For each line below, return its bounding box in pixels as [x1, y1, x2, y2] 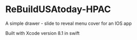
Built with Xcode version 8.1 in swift [5, 30, 80, 36]
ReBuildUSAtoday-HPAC [5, 4, 111, 15]
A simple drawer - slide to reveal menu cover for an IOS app [5, 20, 132, 26]
